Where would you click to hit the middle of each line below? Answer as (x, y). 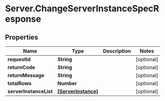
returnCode (21, 67)
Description (117, 51)
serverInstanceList (30, 91)
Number (67, 83)
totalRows (20, 83)
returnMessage (26, 75)
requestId (19, 59)
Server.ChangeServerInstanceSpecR (82, 9)
